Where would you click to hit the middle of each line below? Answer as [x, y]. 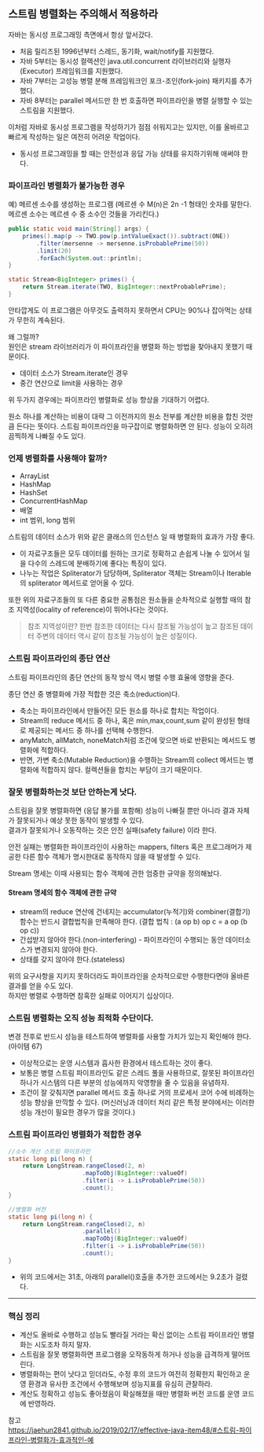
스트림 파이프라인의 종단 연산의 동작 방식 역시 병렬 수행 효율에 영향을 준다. [121, 677]
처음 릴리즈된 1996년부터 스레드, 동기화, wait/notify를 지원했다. [117, 51]
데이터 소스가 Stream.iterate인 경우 [74, 373]
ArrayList [34, 476]
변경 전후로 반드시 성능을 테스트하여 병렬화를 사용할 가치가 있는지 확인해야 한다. [130, 1037]
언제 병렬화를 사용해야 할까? [58, 458]
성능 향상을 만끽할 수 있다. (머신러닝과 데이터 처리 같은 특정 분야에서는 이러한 [137, 1102]
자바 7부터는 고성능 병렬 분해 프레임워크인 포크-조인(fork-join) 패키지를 [128, 80]
